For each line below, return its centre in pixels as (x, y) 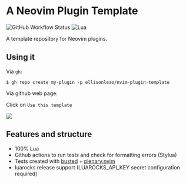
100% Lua (27, 148)
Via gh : (14, 71)
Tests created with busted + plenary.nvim (65, 161)
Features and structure (49, 134)
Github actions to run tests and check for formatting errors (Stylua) (96, 155)
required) (26, 174)
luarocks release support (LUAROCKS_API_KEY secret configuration (97, 167)
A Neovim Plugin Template (72, 11)
